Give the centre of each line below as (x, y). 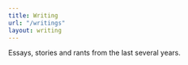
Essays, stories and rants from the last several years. (94, 53)
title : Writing (33, 15)
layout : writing (35, 30)
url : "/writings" (37, 23)
